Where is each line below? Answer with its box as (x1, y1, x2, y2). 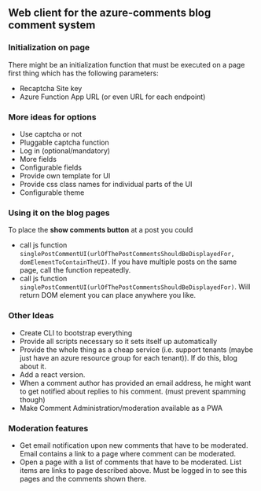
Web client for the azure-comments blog (8, 6, 211, 20)
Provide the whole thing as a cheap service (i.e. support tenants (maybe (19, 345, 254, 354)
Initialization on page (8, 42, 90, 53)
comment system (8, 19, 96, 32)
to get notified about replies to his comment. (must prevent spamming (19, 387, 246, 396)
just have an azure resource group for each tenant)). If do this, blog (19, 353, 238, 362)
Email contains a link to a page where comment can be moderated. (19, 449, 237, 458)
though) (19, 394, 46, 404)
